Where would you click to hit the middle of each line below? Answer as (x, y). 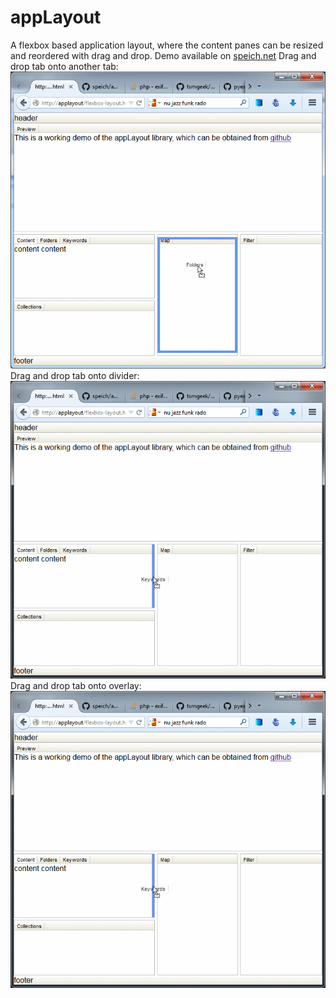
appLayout (56, 17)
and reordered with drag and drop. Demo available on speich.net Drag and (163, 55)
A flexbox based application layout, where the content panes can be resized (167, 45)
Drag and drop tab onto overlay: (76, 685)
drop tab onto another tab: (64, 66)
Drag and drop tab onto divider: (75, 376)
